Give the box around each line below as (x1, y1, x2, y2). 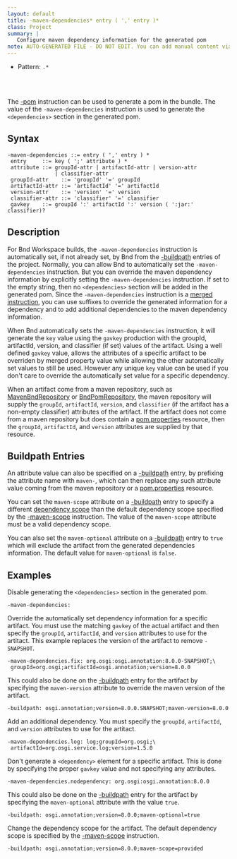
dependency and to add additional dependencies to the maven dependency (7, 305, 228, 313)
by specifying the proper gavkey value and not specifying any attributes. (7, 764, 217, 773)
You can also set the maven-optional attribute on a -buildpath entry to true (7, 534, 224, 542)
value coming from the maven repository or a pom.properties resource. (7, 484, 214, 493)
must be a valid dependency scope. (7, 520, 111, 529)
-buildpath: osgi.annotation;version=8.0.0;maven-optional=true (7, 812, 200, 819)
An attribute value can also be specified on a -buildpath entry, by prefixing (7, 469, 224, 477)
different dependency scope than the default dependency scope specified (7, 505, 224, 514)
